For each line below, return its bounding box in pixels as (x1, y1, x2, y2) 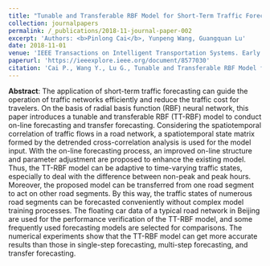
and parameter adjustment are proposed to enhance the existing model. (8, 154, 247, 164)
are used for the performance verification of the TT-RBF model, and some (8, 214, 253, 223)
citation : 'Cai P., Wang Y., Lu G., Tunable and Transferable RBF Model (8, 64, 257, 72)
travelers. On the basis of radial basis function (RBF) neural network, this (8, 103, 249, 113)
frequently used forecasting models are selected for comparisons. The (8, 223, 243, 232)
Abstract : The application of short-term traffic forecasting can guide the (8, 86, 248, 96)
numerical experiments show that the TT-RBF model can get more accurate (8, 231, 258, 241)
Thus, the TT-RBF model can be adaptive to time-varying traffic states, (8, 162, 243, 173)
